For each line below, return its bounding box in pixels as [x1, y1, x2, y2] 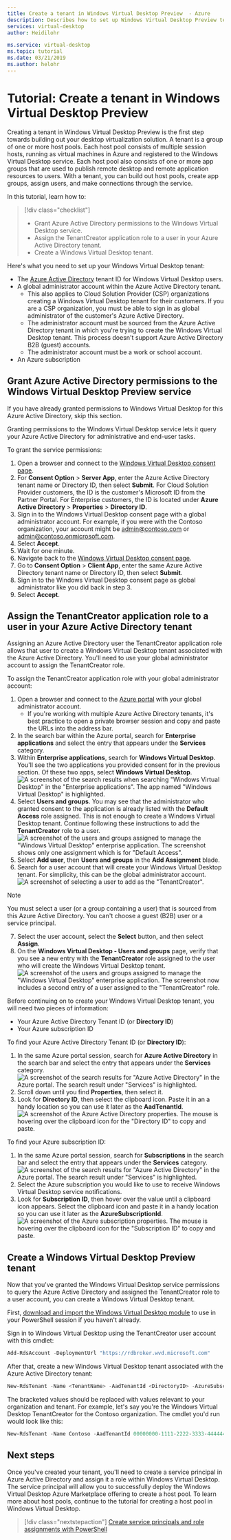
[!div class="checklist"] [23, 206, 91, 214]
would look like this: [7, 1417, 63, 1425]
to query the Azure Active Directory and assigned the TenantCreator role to [7, 1288, 220, 1297]
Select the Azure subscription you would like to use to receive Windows [16, 1180, 221, 1189]
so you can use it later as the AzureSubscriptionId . [16, 1210, 163, 1218]
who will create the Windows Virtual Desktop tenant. [16, 962, 166, 970]
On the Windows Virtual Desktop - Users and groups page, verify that [16, 947, 219, 955]
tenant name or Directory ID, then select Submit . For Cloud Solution [16, 481, 209, 489]
